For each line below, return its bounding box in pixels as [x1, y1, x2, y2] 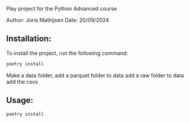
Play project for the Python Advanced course [6, 5, 118, 12]
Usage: [6, 95, 34, 106]
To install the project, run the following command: [6, 49, 128, 56]
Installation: [6, 34, 52, 44]
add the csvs [6, 78, 38, 85]
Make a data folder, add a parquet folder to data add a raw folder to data [6, 71, 184, 79]
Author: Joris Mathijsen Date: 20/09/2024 [6, 17, 109, 23]
